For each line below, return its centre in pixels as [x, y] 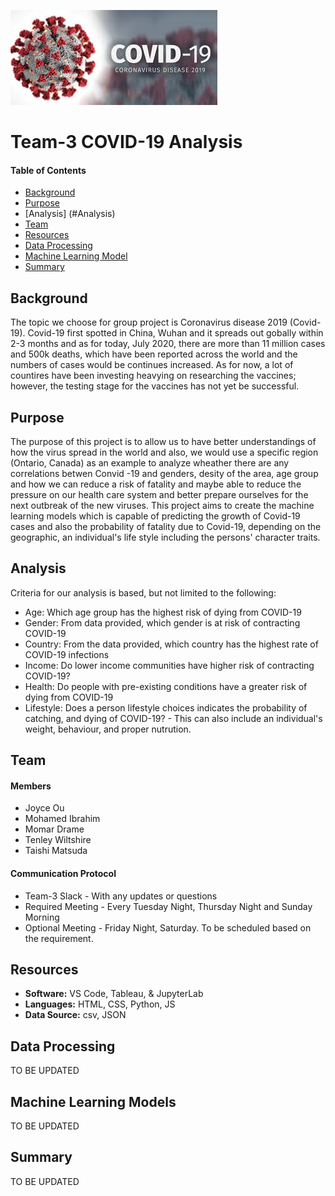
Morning [42, 917]
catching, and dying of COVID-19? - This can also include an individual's [173, 718]
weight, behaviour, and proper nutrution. [108, 729]
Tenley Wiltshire [58, 840]
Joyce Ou [44, 808]
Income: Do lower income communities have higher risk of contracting [169, 665]
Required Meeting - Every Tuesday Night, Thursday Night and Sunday [168, 906]
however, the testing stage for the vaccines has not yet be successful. [155, 386]
